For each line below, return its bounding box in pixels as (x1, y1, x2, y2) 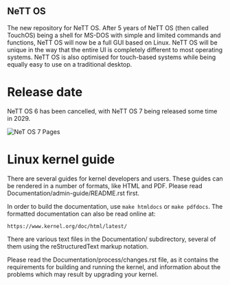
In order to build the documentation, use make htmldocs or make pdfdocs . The (7, 202, 223, 210)
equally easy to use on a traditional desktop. (7, 60, 133, 68)
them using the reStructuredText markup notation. (7, 242, 149, 250)
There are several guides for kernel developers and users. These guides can (7, 174, 223, 183)
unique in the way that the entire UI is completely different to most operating (7, 45, 223, 54)
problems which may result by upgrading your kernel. (7, 270, 159, 278)
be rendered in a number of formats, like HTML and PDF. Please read (7, 181, 203, 190)
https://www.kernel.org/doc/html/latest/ (7, 223, 128, 229)
